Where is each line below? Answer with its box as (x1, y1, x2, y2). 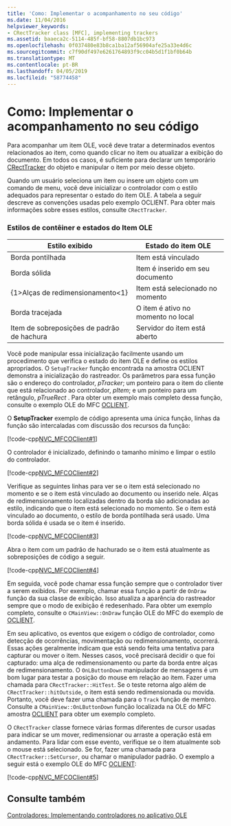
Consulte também (7, 793, 86, 805)
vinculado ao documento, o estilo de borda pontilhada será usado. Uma (7, 511, 210, 519)
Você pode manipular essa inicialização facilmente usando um (7, 349, 184, 358)
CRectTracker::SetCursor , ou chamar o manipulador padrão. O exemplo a (7, 752, 215, 761)
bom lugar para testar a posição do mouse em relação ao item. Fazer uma (7, 673, 217, 681)
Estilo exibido (47, 240, 93, 250)
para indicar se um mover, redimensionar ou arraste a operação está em (7, 730, 212, 739)
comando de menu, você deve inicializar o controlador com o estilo (7, 184, 198, 192)
